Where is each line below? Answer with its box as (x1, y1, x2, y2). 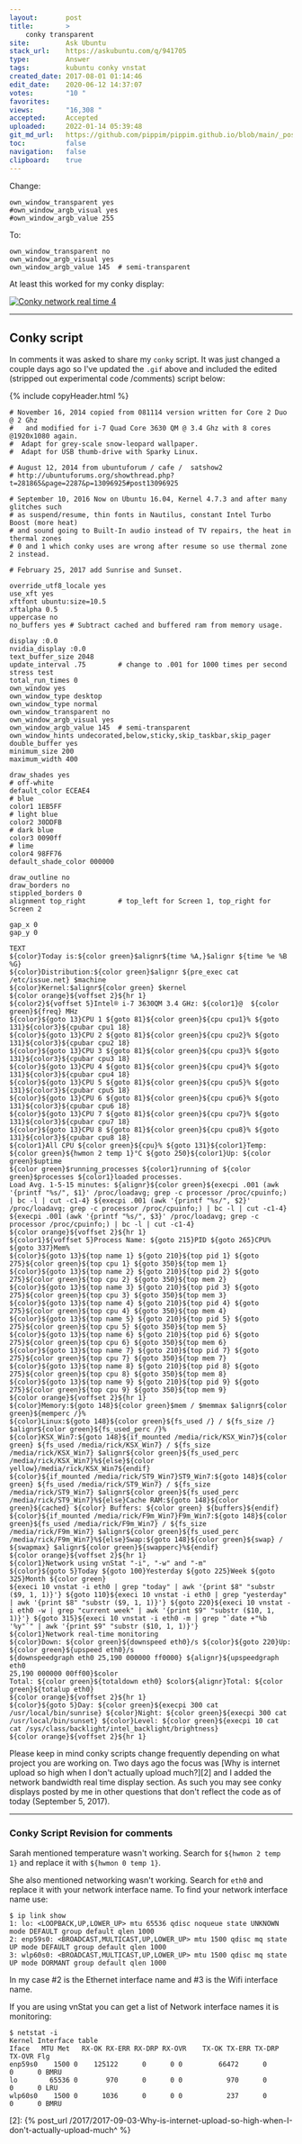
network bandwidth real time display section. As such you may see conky (9, 1776, 282, 1788)
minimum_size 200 (9, 747, 75, 757)
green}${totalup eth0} (9, 1685, 94, 1694)
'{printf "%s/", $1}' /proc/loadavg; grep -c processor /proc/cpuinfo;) (9, 1188, 288, 1198)
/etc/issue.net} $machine (9, 976, 106, 985)
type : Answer (9, 55, 91, 64)
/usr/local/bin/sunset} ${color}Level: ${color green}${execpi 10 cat (9, 1717, 280, 1726)
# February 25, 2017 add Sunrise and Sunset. (9, 566, 182, 575)
